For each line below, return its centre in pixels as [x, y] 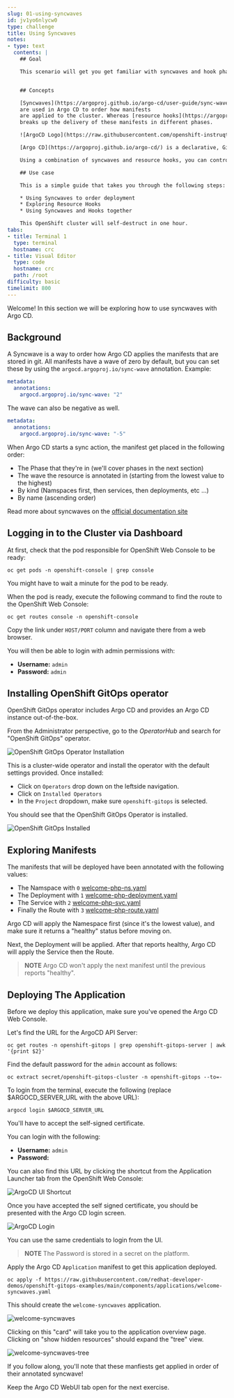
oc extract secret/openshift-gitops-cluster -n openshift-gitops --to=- [115, 1077]
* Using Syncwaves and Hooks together [76, 211]
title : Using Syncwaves [42, 33]
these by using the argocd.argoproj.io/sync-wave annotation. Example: [109, 369]
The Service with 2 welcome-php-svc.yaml [79, 903]
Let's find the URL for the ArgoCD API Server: [72, 1032]
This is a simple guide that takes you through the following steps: [123, 185]
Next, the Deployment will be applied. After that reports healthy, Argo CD [111, 945]
